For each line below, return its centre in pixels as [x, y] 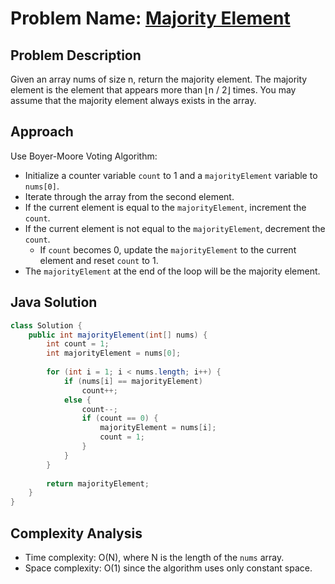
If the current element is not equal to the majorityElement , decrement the [175, 228]
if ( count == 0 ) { [120, 418]
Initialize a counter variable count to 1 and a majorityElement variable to [171, 175]
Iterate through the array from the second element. [129, 196]
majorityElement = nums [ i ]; [158, 428]
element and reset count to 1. [99, 260]
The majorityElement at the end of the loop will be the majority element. [172, 271]
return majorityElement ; [98, 483]
